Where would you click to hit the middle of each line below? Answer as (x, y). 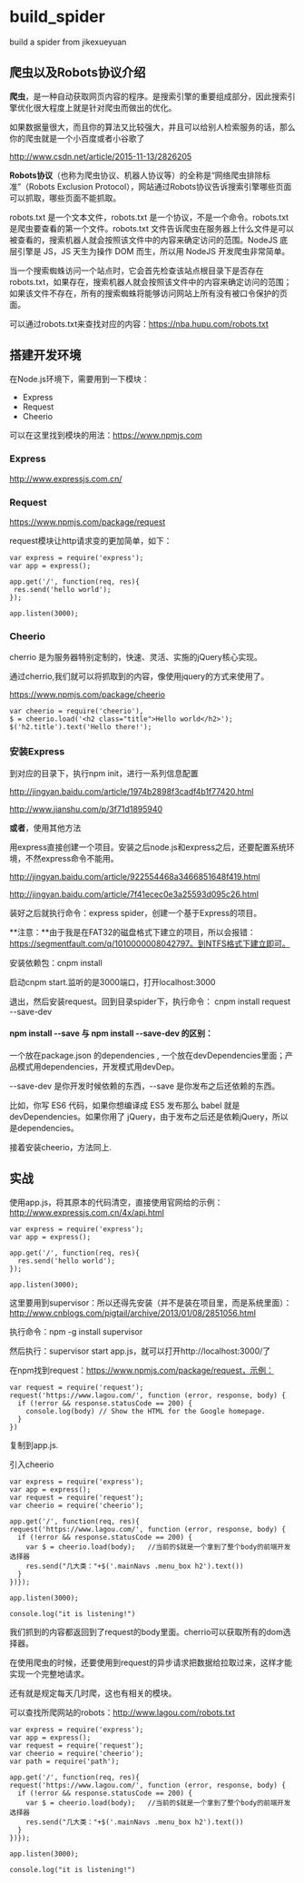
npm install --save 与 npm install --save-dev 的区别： (111, 1033)
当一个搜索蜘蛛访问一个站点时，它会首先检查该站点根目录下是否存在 (137, 271)
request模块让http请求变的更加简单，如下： (91, 541)
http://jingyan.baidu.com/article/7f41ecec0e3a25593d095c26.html (134, 894)
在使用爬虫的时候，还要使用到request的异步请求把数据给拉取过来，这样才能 (151, 1662)
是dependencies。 (44, 1128)
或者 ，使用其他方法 (45, 827)
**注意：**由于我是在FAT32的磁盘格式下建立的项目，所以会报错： (132, 932)
